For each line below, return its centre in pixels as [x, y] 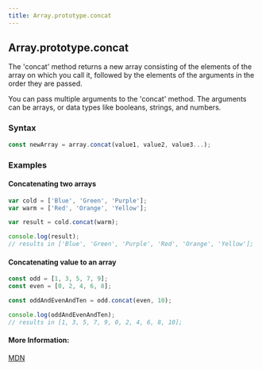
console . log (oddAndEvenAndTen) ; [62, 314]
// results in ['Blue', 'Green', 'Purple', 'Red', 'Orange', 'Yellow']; [131, 244]
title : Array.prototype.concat [60, 15]
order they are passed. [46, 83]
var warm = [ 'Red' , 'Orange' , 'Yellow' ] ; [78, 208]
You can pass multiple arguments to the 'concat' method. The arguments [127, 99]
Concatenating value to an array [62, 262]
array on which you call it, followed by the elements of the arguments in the [131, 75]
